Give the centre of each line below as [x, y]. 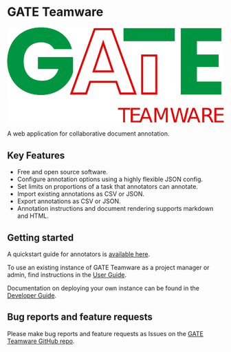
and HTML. [33, 216]
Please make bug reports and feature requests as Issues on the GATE [106, 333]
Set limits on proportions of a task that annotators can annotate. [107, 187]
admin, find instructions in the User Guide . [67, 275]
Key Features [36, 155]
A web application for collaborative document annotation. [88, 134]
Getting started [41, 237]
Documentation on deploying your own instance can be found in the [103, 288]
